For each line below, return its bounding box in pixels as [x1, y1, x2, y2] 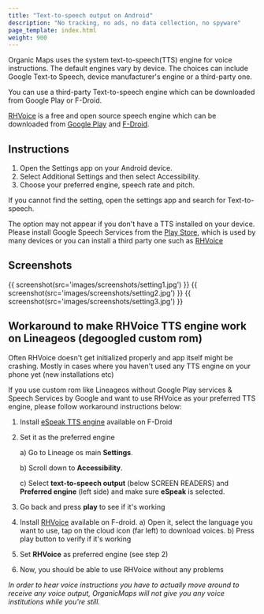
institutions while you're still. [8, 597, 101, 606]
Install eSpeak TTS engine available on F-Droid [19, 416, 173, 427]
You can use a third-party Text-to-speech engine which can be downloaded [8, 88, 255, 97]
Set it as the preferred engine [19, 432, 116, 442]
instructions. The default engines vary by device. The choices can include [8, 64, 248, 73]
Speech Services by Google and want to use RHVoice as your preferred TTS [8, 393, 256, 403]
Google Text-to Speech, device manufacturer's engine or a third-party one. [8, 72, 252, 81]
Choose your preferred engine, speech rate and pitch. [19, 180, 195, 190]
